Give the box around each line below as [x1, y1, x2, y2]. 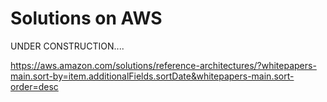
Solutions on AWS [10, 7, 163, 30]
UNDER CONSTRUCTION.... [10, 40, 125, 52]
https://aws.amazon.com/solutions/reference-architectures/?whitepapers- [10, 59, 317, 71]
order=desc [10, 80, 59, 92]
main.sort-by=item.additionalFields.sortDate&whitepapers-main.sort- [10, 70, 295, 82]
